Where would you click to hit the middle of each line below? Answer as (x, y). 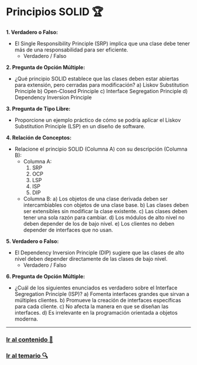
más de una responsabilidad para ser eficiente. (71, 50)
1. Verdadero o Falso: (32, 32)
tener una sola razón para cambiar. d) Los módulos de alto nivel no (104, 217)
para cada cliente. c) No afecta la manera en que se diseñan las (91, 306)
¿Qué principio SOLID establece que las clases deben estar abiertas (97, 79)
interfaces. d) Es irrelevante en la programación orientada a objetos (96, 312)
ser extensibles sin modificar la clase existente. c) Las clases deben (105, 211)
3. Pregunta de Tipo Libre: (38, 108)
